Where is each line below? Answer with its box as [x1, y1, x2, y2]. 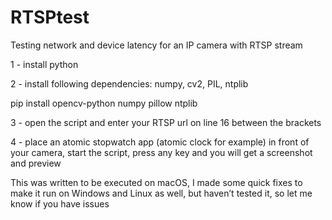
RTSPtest [10, 6, 90, 29]
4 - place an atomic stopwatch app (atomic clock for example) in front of [10, 136, 310, 148]
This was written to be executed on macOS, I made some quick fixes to [10, 176, 303, 188]
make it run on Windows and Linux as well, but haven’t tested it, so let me [10, 187, 313, 199]
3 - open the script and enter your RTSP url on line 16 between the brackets [10, 116, 322, 128]
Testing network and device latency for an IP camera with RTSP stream [10, 39, 303, 51]
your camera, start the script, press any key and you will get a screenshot [10, 146, 313, 158]
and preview [10, 157, 62, 169]
